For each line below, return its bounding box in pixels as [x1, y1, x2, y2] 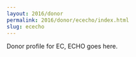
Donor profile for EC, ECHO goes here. [6, 42, 118, 51]
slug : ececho [6, 23, 45, 30]
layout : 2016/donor [6, 10, 64, 17]
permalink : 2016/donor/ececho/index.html [6, 17, 130, 24]
